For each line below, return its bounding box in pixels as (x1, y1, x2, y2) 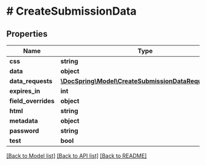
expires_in (9, 87, 40, 95)
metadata (9, 117, 38, 125)
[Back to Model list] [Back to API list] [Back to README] (6, 152, 147, 159)
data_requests (9, 77, 53, 85)
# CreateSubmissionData (6, 4, 137, 18)
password (9, 127, 39, 135)
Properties (6, 29, 48, 39)
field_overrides (9, 97, 55, 105)
